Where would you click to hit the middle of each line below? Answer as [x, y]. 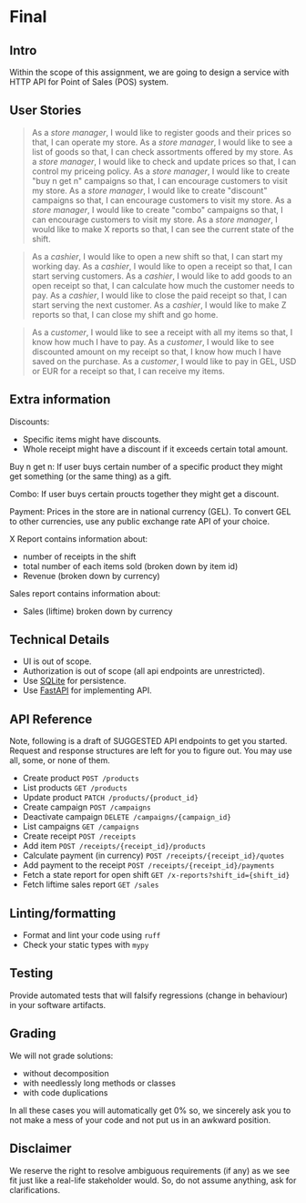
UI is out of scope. [57, 661]
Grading [33, 1034]
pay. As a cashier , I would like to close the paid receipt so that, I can [159, 295]
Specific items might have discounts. [92, 439]
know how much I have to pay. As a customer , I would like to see [153, 342]
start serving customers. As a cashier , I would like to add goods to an [162, 276]
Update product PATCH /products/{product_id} [110, 798]
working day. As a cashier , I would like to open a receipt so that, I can [162, 266]
